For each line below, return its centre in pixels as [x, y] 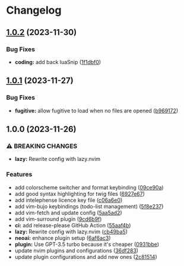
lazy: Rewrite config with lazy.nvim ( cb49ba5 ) [71, 232]
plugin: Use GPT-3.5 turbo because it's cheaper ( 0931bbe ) [87, 244]
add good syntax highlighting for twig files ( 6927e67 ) [80, 194]
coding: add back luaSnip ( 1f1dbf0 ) [58, 62]
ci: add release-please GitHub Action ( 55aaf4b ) [73, 225]
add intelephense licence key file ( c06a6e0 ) [69, 200]
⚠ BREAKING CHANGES [42, 146]
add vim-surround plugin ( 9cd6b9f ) [58, 219]
